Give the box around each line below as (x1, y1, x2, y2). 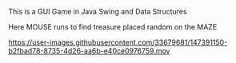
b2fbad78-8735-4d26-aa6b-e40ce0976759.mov (8, 46, 170, 55)
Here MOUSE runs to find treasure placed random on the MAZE (8, 22, 218, 31)
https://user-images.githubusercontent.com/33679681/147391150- (8, 37, 228, 47)
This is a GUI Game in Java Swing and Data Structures (8, 7, 187, 16)
